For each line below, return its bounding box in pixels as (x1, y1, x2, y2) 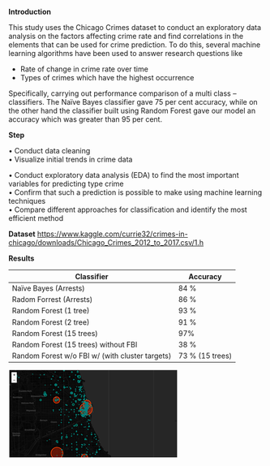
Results (8, 253, 35, 263)
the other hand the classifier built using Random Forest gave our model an (8, 106, 256, 115)
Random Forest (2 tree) (11, 317, 90, 327)
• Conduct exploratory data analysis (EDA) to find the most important (8, 170, 239, 179)
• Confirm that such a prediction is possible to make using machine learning (8, 188, 263, 197)
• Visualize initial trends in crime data (8, 154, 133, 164)
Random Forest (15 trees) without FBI (11, 340, 138, 349)
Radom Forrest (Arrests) (11, 295, 93, 304)
